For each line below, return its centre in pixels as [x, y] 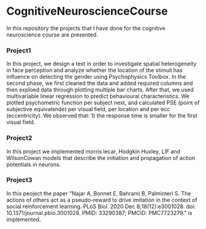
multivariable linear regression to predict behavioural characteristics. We [98, 96]
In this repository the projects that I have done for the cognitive [86, 28]
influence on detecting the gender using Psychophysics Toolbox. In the [96, 77]
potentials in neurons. [34, 164]
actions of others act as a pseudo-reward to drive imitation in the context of [102, 200]
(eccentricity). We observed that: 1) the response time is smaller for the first [102, 116]
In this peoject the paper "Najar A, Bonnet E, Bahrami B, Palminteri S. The [99, 193]
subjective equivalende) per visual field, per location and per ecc [88, 109]
